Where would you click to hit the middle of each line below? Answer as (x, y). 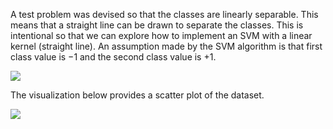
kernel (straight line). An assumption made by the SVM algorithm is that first (166, 46)
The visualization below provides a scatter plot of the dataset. (137, 95)
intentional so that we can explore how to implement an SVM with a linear (161, 35)
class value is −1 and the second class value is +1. (113, 57)
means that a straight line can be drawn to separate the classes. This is (157, 25)
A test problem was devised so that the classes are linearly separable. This (164, 14)
